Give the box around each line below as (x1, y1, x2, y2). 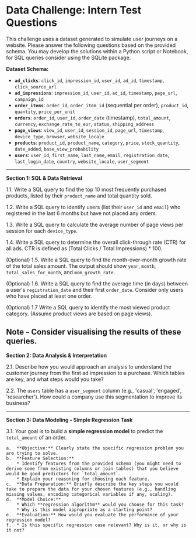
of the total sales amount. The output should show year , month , (6, 262, 156, 270)
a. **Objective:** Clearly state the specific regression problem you (6, 445, 184, 451)
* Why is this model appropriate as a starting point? (16, 506, 153, 513)
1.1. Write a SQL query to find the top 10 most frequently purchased (6, 186, 167, 193)
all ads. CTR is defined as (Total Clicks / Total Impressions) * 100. (6, 244, 163, 252)
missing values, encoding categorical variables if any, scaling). (6, 491, 174, 497)
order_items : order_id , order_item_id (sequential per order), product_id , (14, 101, 189, 108)
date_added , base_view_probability (14, 145, 99, 152)
